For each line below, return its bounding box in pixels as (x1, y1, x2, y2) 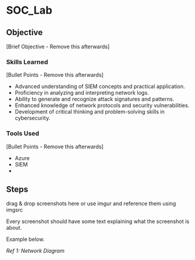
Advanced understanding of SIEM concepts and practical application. (14, 83, 185, 90)
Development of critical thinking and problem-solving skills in (14, 108, 165, 115)
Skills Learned (6, 58, 49, 66)
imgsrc (6, 206, 23, 214)
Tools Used (6, 129, 40, 137)
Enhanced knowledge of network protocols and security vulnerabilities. (14, 102, 190, 109)
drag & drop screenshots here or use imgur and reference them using (6, 200, 177, 207)
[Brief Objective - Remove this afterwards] (6, 43, 110, 50)
